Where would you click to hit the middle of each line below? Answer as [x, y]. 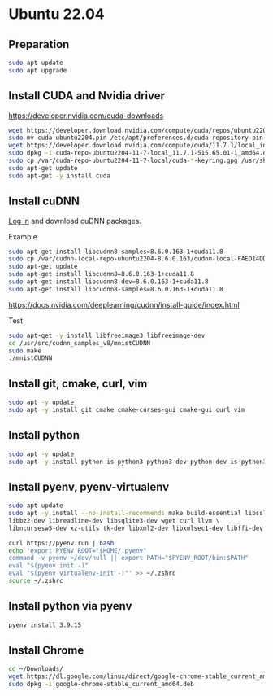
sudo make [25, 351]
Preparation [39, 44]
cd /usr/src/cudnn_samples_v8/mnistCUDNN [80, 343]
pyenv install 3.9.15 [45, 625]
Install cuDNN [44, 201]
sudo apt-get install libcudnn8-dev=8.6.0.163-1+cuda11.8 [108, 282]
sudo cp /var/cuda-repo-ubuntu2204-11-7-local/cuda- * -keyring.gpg [123, 161]
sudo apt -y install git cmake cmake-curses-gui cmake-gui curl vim [127, 409]
